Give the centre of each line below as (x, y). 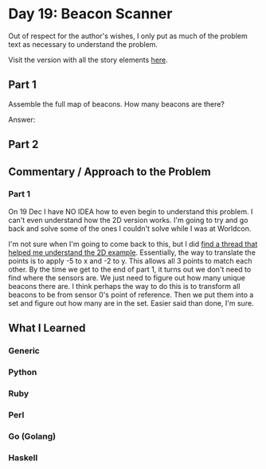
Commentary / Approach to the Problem (110, 172)
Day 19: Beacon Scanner (90, 14)
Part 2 (23, 145)
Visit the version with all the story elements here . (88, 60)
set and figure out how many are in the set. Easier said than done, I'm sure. (131, 303)
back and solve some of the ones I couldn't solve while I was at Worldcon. (130, 229)
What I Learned (47, 328)
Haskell (23, 457)
